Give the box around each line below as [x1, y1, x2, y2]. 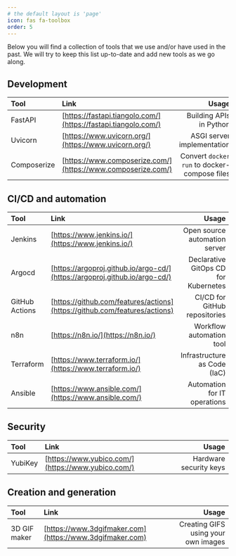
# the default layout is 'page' [7, 10, 102, 18]
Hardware [192, 453, 225, 463]
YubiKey [11, 458, 39, 468]
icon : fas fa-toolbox [7, 17, 71, 24]
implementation [178, 140, 230, 150]
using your [190, 528, 225, 538]
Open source [183, 226, 226, 235]
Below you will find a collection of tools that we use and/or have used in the [7, 43, 226, 51]
